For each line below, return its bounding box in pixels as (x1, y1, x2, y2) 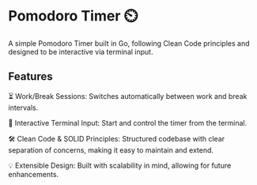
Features (8, 70, 53, 84)
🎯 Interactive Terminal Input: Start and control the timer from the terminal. (8, 118, 248, 127)
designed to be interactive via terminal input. (8, 47, 153, 56)
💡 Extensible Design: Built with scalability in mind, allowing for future (8, 160, 232, 170)
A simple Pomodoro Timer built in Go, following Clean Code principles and (8, 38, 250, 48)
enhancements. (8, 169, 59, 179)
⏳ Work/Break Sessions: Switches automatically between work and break (8, 91, 248, 100)
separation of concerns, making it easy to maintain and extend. (8, 145, 214, 155)
